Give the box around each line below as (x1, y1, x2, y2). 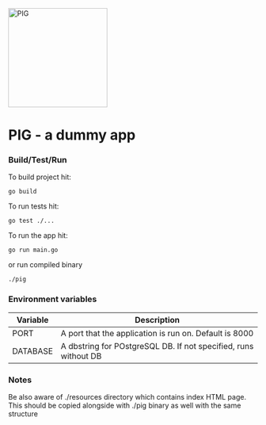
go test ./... (8, 217, 55, 225)
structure (8, 409, 38, 419)
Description (134, 314, 180, 325)
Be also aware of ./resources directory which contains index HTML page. (8, 392, 247, 402)
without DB (60, 350, 102, 362)
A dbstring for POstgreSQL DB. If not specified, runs (60, 340, 254, 351)
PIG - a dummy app (8, 126, 136, 144)
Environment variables (8, 293, 97, 304)
